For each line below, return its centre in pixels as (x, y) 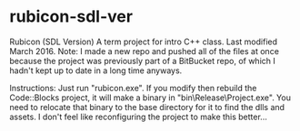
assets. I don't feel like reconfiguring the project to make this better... (139, 117)
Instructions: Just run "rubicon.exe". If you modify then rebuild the (133, 88)
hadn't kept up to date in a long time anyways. (96, 70)
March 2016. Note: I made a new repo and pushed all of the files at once (145, 51)
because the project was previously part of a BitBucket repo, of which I (142, 61)
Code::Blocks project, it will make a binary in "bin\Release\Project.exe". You (150, 98)
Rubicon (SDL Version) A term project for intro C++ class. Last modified (144, 42)
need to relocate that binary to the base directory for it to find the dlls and (147, 107)
